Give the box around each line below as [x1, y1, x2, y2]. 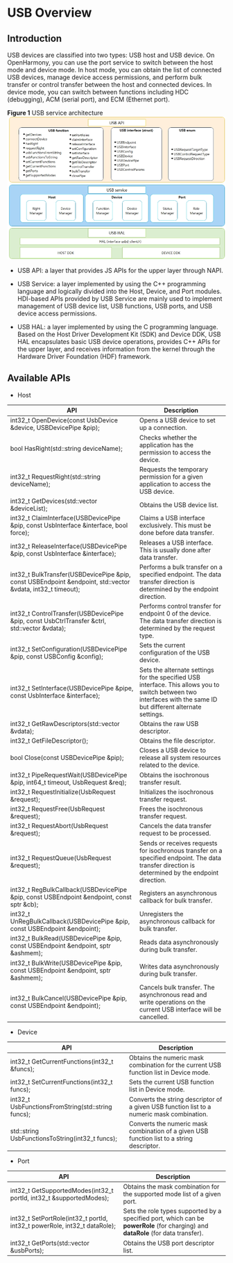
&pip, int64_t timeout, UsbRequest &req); [10, 778, 127, 786]
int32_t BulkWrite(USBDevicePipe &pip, [10, 959, 123, 967]
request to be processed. [139, 829, 212, 838]
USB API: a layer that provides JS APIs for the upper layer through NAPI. [17, 266, 223, 274]
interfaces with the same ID [139, 695, 218, 703]
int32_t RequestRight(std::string [10, 472, 101, 481]
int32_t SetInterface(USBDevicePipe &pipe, [10, 684, 134, 692]
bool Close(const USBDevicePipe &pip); [10, 754, 124, 762]
